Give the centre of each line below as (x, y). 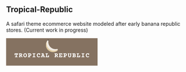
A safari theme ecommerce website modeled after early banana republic (93, 23)
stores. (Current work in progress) (47, 30)
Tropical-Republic (39, 10)
